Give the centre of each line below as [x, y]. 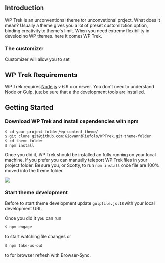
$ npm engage [19, 227]
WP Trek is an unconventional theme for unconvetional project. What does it [82, 20]
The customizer [24, 48]
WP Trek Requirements [41, 75]
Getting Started [29, 107]
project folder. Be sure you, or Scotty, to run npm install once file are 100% [82, 165]
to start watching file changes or [38, 237]
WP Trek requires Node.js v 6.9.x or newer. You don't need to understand [80, 86]
